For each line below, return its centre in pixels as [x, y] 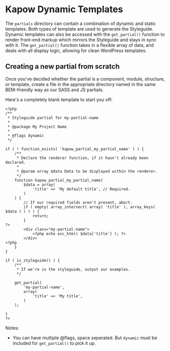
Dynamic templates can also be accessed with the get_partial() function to [85, 34]
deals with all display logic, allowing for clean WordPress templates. [76, 50]
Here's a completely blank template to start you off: [59, 99]
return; [41, 216]
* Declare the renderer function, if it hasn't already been [82, 158]
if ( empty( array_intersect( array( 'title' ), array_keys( [90, 207]
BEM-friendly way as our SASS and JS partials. [55, 90]
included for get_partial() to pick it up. [54, 343]
